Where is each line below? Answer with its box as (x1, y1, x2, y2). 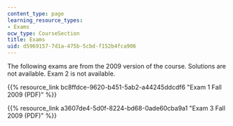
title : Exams (7, 36, 46, 43)
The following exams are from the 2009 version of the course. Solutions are (7, 62, 227, 70)
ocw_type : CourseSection (7, 29, 80, 37)
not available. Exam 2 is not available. (7, 69, 116, 78)
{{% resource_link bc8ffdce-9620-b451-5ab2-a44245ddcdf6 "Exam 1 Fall (7, 83, 222, 91)
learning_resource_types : (7, 17, 83, 24)
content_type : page (7, 10, 65, 17)
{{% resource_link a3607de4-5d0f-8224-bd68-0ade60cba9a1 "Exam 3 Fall (7, 104, 226, 112)
